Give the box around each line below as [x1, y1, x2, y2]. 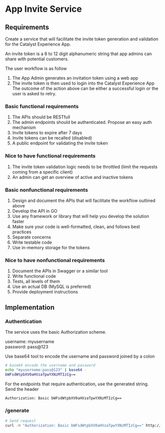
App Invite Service [5, 3, 82, 15]
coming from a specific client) [12, 169, 73, 175]
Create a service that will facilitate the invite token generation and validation [5, 36, 159, 42]
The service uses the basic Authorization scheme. [5, 329, 107, 335]
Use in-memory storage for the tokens [12, 244, 90, 250]
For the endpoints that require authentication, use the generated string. [5, 381, 149, 387]
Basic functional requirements [5, 103, 79, 110]
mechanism [12, 124, 36, 131]
